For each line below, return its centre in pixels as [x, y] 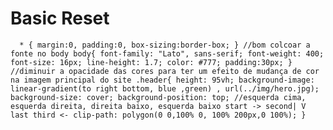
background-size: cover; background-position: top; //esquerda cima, [158, 97]
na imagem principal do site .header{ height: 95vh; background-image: [162, 80]
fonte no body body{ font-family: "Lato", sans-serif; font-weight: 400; [167, 53]
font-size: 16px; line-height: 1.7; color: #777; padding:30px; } [151, 62]
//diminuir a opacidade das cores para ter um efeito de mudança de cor [165, 71]
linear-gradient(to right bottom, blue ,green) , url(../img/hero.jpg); [165, 88]
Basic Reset [60, 18]
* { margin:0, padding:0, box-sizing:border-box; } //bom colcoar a [165, 45]
